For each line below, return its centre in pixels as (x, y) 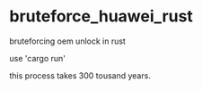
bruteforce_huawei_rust (101, 16)
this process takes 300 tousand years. (80, 75)
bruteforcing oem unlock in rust (67, 41)
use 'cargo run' (37, 58)
